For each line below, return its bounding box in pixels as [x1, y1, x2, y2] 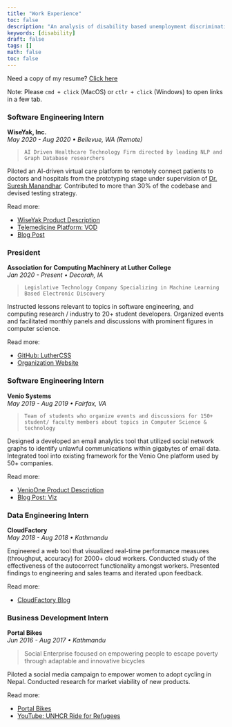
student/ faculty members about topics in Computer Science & [23, 418, 207, 426]
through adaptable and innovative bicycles [23, 657, 145, 665]
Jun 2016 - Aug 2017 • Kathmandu [7, 636, 106, 645]
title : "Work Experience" [7, 10, 81, 17]
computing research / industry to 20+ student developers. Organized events [7, 309, 224, 318]
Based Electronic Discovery [23, 290, 105, 298]
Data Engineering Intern [7, 510, 89, 520]
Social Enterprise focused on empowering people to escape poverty [23, 649, 219, 658]
